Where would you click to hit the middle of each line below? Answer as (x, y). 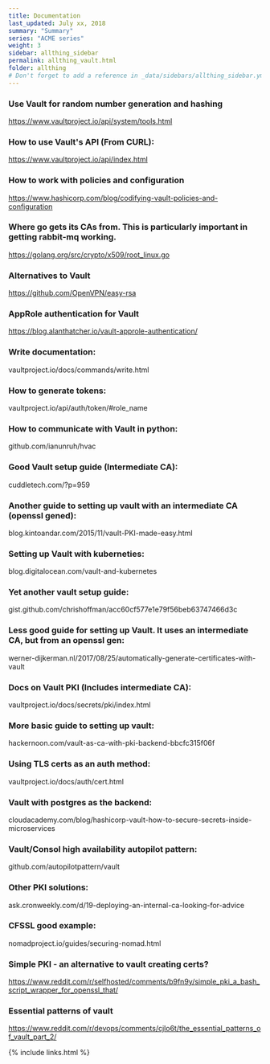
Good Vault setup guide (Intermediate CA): (93, 467)
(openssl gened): (43, 515)
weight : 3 (25, 46)
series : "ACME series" (46, 38)
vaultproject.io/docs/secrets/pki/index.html (80, 705)
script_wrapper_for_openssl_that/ (63, 990)
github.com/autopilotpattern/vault (64, 867)
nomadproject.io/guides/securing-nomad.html (85, 943)
